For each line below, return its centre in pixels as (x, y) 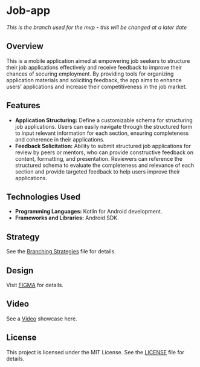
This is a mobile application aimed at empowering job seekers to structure (98, 60)
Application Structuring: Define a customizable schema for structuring (104, 120)
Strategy (23, 237)
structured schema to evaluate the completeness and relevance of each (105, 165)
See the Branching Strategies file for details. (61, 252)
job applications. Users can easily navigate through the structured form (104, 126)
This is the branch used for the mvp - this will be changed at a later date (97, 27)
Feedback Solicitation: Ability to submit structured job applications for (103, 146)
